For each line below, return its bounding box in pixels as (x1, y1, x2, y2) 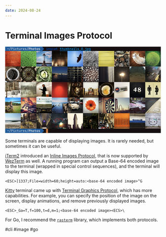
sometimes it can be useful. (5, 143, 62, 149)
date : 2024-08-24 (5, 8, 41, 13)
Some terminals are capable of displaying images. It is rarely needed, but (5, 138, 154, 144)
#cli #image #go (5, 227, 39, 233)
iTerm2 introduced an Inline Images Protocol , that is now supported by (5, 153, 148, 159)
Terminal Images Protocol (5, 30, 113, 41)
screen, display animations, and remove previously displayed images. (5, 198, 147, 204)
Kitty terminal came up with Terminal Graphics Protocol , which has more (5, 188, 152, 193)
